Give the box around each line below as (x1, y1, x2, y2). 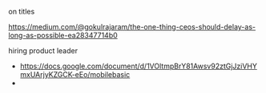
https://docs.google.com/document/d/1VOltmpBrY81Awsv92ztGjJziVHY (19, 61, 258, 71)
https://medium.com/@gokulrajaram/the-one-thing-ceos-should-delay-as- (8, 22, 256, 31)
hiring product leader (8, 46, 79, 55)
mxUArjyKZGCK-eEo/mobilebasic (19, 70, 131, 79)
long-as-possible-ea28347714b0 (8, 31, 118, 40)
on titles (8, 7, 35, 16)
